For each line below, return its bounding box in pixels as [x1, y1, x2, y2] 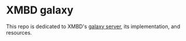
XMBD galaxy [6, 4, 74, 17]
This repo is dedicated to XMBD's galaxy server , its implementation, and [6, 23, 181, 30]
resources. [6, 29, 32, 36]
